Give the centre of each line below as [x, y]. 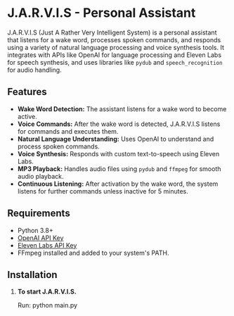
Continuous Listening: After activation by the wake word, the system [118, 184]
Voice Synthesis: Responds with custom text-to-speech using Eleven [118, 153]
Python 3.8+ [35, 230]
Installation [32, 275]
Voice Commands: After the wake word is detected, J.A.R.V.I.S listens [119, 124]
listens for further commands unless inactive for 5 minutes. [103, 191]
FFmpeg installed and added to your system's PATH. [93, 253]
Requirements [39, 214]
